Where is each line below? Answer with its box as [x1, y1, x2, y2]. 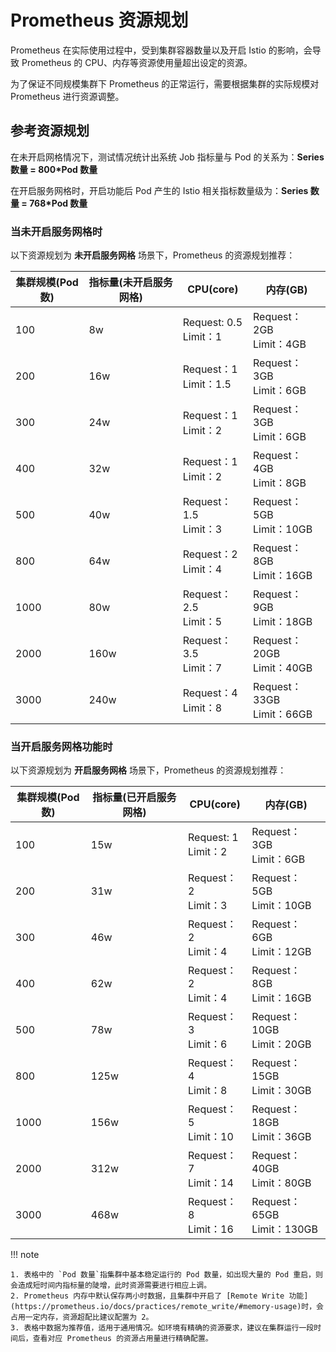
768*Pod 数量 [29, 197, 88, 209]
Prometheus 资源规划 [10, 9, 189, 32]
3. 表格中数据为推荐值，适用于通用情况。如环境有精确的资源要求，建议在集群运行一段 [10, 1323, 315, 1333]
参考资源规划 [10, 122, 90, 140]
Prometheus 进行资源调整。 [10, 90, 125, 102]
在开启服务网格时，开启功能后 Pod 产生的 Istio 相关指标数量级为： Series [10, 184, 309, 196]
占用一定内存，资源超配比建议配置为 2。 [10, 1312, 154, 1323]
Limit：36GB [251, 1130, 312, 1144]
